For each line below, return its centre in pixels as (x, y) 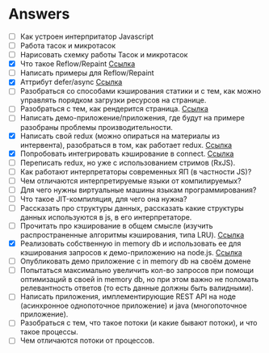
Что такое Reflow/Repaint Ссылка (78, 64)
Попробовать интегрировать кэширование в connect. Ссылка (127, 153)
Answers (39, 14)
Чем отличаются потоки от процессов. (87, 341)
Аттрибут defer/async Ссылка (71, 82)
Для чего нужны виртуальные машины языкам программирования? (138, 190)
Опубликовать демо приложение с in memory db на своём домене (135, 261)
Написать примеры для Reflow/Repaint (87, 73)
